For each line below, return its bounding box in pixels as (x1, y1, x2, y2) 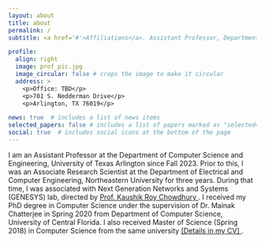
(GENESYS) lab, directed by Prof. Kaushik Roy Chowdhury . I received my (8, 192, 247, 202)
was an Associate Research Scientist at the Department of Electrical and (8, 167, 244, 177)
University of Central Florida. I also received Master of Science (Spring (8, 217, 238, 226)
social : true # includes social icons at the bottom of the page (8, 128, 231, 137)
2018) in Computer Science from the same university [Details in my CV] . (8, 226, 244, 235)
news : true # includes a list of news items (8, 114, 160, 122)
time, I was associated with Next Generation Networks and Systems (8, 184, 229, 193)
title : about (8, 19, 51, 27)
